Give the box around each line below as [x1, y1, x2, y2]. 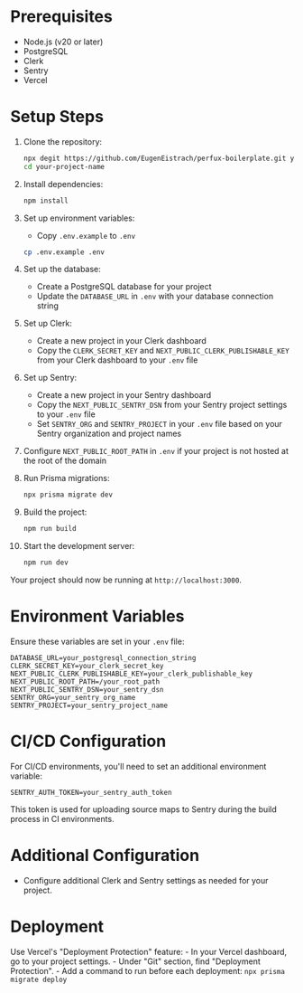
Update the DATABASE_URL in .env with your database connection [36, 291, 274, 302]
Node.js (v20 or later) [23, 36, 104, 47]
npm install [23, 196, 69, 205]
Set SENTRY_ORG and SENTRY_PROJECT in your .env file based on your [36, 419, 283, 430]
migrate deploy [10, 975, 68, 984]
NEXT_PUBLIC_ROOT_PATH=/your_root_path [10, 676, 161, 686]
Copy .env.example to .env [36, 230, 136, 241]
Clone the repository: [23, 136, 103, 147]
